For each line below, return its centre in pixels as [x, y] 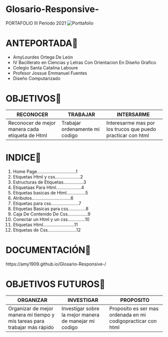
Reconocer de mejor [32, 122]
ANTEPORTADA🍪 [42, 43]
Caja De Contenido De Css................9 [52, 214]
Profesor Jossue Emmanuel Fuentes [50, 73]
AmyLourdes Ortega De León [43, 57]
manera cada [24, 129]
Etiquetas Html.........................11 [45, 224]
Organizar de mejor [31, 308]
